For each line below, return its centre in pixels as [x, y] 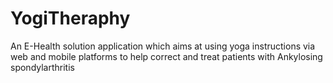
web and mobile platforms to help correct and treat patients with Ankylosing [166, 56]
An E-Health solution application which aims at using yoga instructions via [163, 46]
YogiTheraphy [70, 18]
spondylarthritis [42, 67]
